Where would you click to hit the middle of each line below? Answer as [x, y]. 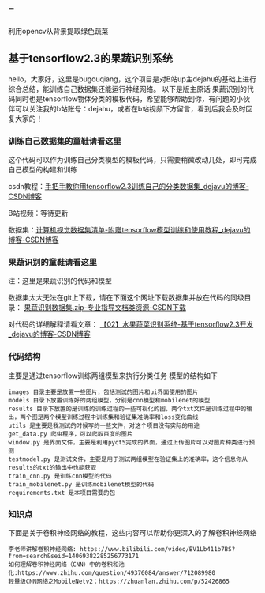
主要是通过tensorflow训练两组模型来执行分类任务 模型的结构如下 [113, 376]
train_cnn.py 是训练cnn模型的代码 [60, 476]
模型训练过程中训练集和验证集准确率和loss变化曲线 [127, 417]
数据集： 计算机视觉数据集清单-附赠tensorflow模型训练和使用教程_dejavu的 [129, 230]
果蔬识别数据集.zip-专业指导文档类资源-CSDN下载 [105, 308]
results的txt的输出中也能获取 [52, 467]
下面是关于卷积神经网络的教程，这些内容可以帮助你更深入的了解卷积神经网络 [132, 532]
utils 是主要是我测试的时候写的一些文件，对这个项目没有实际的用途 [104, 425]
